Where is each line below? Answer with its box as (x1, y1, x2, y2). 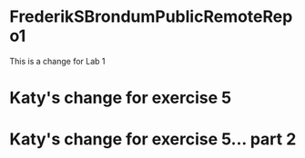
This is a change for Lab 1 (9, 55, 106, 66)
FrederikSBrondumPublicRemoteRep (9, 6, 293, 27)
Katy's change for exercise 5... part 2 (9, 129, 297, 150)
